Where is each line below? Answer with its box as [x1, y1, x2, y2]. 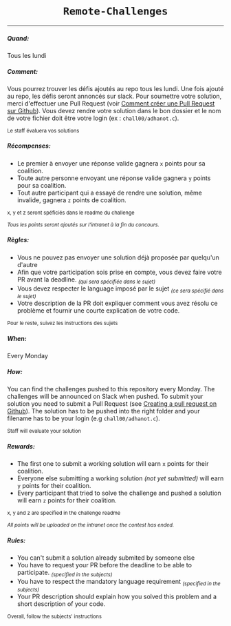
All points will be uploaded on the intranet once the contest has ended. [7, 522, 175, 529]
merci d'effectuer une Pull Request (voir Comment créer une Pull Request [7, 99, 215, 108]
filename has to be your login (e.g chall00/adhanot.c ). [7, 414, 160, 422]
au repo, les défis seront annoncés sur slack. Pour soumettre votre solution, [7, 92, 222, 100]
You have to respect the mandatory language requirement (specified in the [16, 578, 221, 587]
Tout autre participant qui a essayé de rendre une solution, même [16, 188, 203, 197]
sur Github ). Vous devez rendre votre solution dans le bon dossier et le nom [7, 106, 221, 115]
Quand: [7, 34, 30, 42]
